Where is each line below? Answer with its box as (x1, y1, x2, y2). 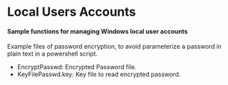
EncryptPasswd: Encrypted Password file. (17, 63, 137, 71)
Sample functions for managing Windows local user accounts (7, 27, 188, 35)
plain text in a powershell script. (7, 49, 98, 58)
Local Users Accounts (7, 4, 136, 20)
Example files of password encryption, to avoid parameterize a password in (7, 42, 222, 51)
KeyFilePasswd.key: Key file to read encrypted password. (17, 70, 181, 79)
